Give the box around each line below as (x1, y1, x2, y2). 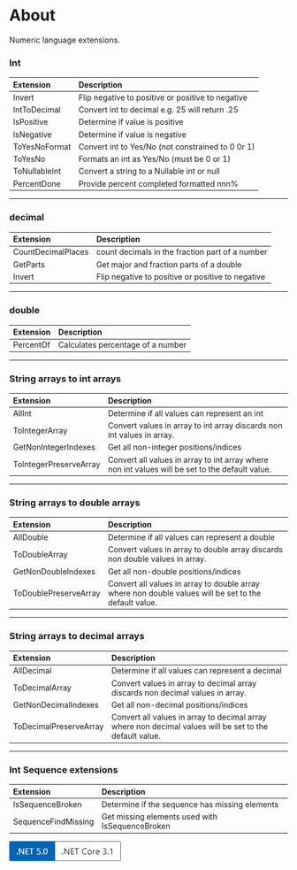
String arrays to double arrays (9, 497, 141, 509)
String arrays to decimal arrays (9, 630, 145, 643)
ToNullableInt (12, 166, 62, 177)
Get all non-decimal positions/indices (110, 699, 248, 710)
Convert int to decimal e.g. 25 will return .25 (78, 104, 239, 115)
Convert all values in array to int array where (107, 454, 269, 465)
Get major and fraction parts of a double (95, 258, 242, 270)
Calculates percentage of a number (57, 340, 187, 350)
